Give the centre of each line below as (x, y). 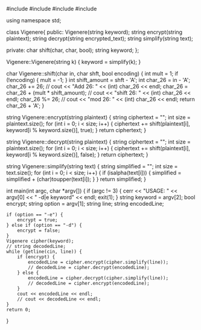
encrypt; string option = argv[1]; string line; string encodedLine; (85, 204)
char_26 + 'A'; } (25, 106)
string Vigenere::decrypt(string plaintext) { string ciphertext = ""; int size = (99, 142)
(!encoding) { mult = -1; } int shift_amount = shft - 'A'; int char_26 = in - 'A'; (98, 80)
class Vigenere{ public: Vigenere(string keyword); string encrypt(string (94, 32)
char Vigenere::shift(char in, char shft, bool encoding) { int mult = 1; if (92, 74)
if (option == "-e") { (35, 215)
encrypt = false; (39, 230)
